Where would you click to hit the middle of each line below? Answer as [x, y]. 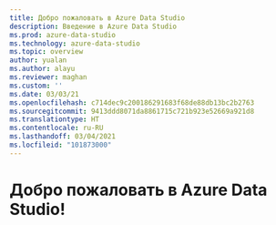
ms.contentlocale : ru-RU [56, 128]
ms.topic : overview [46, 52]
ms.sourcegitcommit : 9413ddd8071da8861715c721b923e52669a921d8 [132, 111]
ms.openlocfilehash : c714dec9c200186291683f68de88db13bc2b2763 [132, 102]
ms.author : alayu [42, 69]
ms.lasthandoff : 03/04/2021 [63, 137]
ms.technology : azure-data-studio [75, 43]
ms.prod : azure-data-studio [63, 35]
